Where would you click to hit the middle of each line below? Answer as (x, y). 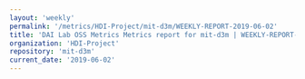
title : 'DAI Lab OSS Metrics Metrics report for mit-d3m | (123, 35)
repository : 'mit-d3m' (52, 52)
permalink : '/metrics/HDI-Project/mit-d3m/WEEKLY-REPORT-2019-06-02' (144, 26)
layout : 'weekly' (42, 18)
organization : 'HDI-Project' (64, 43)
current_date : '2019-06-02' (63, 60)
